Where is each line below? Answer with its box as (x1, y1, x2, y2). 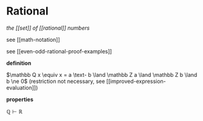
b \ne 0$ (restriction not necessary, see (6, 77, 105, 85)
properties (6, 96, 34, 103)
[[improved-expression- (106, 77, 167, 85)
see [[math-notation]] (6, 36, 61, 43)
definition (6, 59, 32, 67)
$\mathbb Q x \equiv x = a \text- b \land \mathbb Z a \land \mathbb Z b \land (6, 71, 198, 78)
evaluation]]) (6, 83, 38, 91)
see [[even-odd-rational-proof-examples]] (6, 47, 112, 55)
